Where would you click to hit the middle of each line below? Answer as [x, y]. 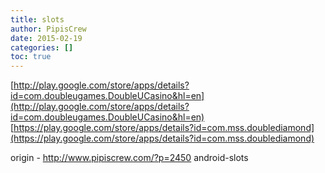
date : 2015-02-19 [46, 38]
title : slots [37, 19]
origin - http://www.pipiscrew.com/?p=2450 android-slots [129, 158]
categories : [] [42, 47]
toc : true [31, 57]
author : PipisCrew [48, 29]
